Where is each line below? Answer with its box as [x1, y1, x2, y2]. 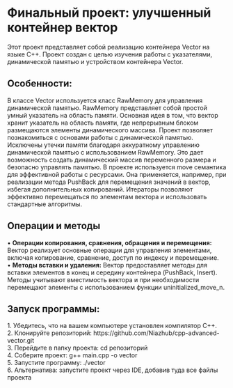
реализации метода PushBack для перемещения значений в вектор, [7, 178, 211, 186]
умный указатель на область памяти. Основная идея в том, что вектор [7, 111, 219, 119]
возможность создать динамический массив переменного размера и [7, 155, 217, 164]
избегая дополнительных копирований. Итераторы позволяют [7, 185, 193, 193]
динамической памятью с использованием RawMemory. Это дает [7, 148, 204, 156]
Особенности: [7, 78, 72, 90]
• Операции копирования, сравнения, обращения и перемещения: [7, 238, 212, 247]
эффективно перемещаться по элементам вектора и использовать [7, 192, 207, 201]
